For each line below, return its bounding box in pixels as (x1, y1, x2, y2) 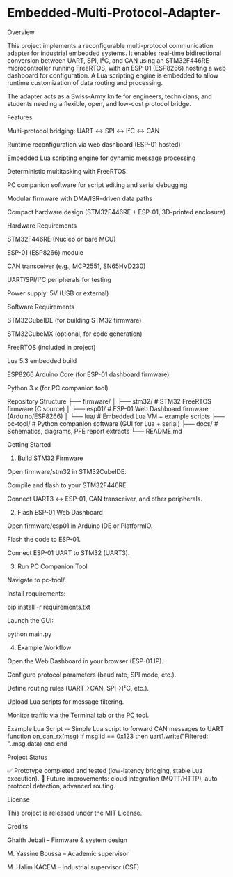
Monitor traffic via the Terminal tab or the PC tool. (7, 711, 150, 719)
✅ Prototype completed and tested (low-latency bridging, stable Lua (7, 766, 203, 774)
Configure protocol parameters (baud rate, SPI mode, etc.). (7, 670, 177, 679)
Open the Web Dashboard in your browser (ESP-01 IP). (7, 656, 164, 665)
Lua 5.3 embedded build (7, 356, 77, 364)
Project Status (7, 753, 48, 761)
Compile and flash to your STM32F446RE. (7, 480, 129, 489)
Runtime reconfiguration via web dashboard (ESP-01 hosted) (7, 140, 181, 148)
